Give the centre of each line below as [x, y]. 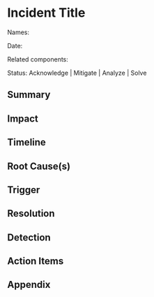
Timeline [27, 142]
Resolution [31, 213]
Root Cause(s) [39, 166]
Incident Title [46, 13]
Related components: [38, 59]
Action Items [36, 261]
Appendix [29, 285]
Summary [29, 95]
